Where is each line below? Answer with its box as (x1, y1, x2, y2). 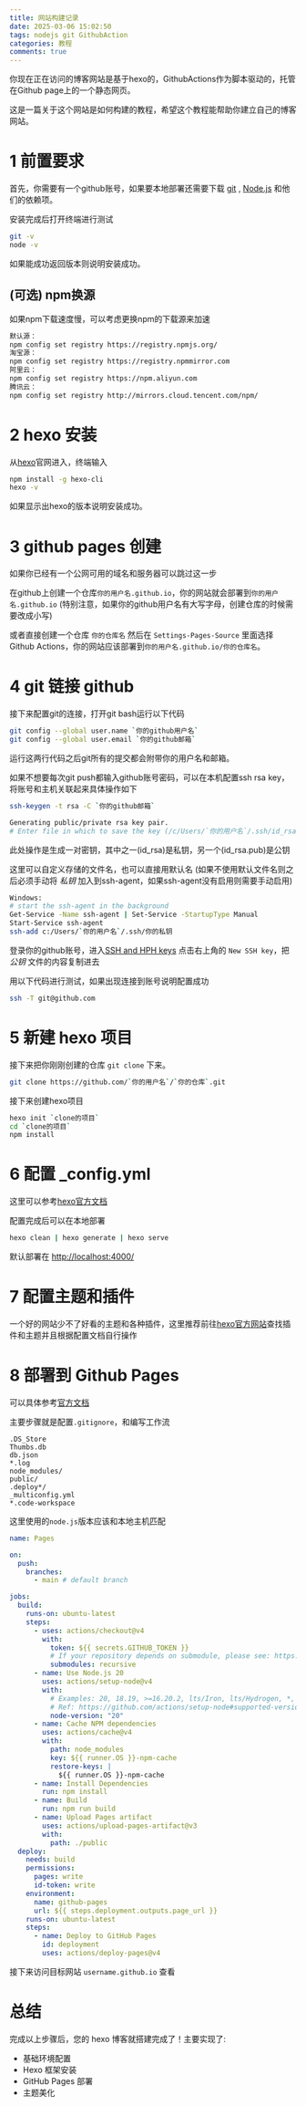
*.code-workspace (9, 1498, 76, 1507)
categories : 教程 (9, 38, 73, 48)
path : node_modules (49, 1745, 125, 1755)
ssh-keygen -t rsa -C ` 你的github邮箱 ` (9, 801, 156, 810)
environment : (25, 1889, 76, 1898)
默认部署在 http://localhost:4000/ (9, 1251, 135, 1262)
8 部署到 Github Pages (9, 1365, 179, 1386)
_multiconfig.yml (9, 1490, 76, 1499)
